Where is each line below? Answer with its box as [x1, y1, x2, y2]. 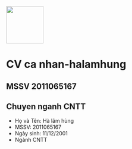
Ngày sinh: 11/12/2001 [14, 130, 68, 137]
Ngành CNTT [14, 136, 48, 144]
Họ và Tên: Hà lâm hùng [14, 117, 74, 125]
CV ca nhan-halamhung [6, 58, 127, 71]
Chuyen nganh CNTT [6, 101, 86, 111]
